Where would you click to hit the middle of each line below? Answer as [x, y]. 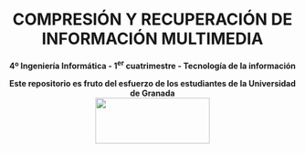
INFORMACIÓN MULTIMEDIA [152, 39]
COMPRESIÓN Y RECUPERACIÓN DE [152, 20]
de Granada [152, 93]
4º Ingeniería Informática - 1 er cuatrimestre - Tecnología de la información [152, 65]
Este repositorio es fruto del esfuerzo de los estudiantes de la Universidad [152, 83]
